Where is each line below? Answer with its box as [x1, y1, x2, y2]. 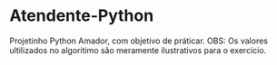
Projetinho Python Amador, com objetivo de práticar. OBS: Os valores [9, 35, 268, 46]
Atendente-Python [9, 5, 154, 26]
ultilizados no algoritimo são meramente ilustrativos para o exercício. [9, 44, 267, 55]
